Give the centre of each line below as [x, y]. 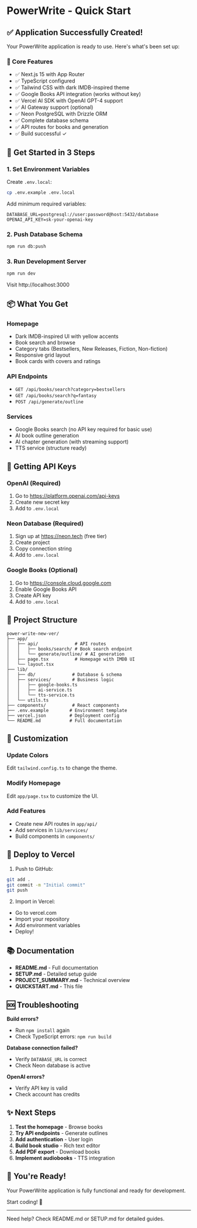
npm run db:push [26, 247]
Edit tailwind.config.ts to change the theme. [62, 768]
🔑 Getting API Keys [42, 466]
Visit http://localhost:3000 [38, 285]
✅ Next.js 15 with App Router [50, 74]
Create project [32, 542]
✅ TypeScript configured [45, 81]
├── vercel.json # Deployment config [63, 716]
